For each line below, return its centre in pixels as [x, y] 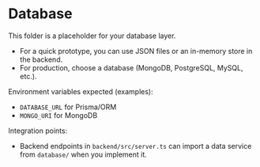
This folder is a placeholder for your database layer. [92, 36]
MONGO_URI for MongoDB [58, 115]
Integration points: [38, 131]
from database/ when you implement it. [83, 154]
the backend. [41, 59]
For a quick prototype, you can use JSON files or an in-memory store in [136, 51]
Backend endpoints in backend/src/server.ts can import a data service [136, 146]
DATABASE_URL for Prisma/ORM [68, 107]
